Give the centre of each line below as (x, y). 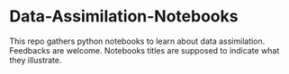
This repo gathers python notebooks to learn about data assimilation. (137, 41)
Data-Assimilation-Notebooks (124, 16)
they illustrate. (36, 60)
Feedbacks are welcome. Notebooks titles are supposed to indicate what (144, 50)
